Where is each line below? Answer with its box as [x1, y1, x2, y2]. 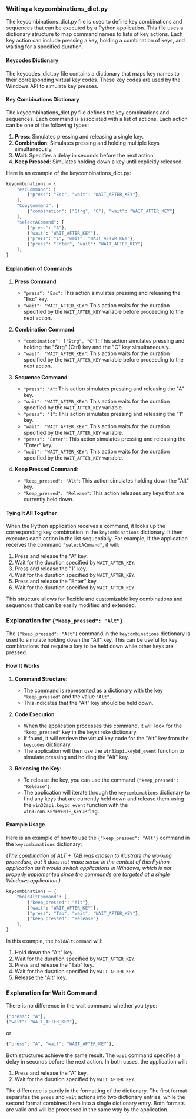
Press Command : [14, 278, 58, 285]
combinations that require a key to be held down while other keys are [6, 642, 174, 649]
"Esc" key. [23, 296, 49, 303]
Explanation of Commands [6, 265, 72, 272]
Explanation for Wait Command [6, 989, 97, 997]
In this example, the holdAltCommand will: [6, 937, 103, 945]
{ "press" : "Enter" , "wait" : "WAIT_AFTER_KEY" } [27, 241, 144, 247]
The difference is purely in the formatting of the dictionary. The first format [6, 1087, 187, 1094]
